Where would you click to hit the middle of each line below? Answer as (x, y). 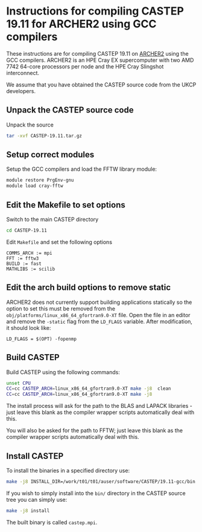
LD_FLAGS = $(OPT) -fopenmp (42, 339)
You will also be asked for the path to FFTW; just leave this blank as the (94, 430)
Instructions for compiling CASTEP (95, 11)
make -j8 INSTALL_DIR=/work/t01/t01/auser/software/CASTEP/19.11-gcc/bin (101, 481)
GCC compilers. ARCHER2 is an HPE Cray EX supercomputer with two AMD (100, 60)
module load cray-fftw (35, 186)
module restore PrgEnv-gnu (40, 180)
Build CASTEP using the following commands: (63, 372)
